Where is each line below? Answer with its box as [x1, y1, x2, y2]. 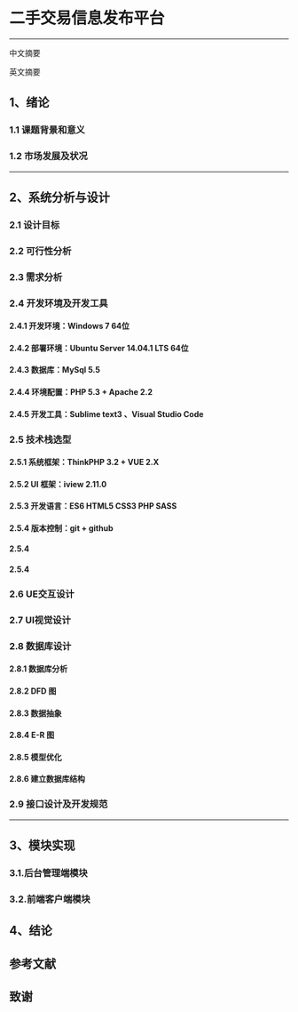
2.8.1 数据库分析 [9, 663, 68, 674]
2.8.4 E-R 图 [9, 730, 55, 741]
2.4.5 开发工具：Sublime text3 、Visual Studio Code [9, 408, 204, 419]
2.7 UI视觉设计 [9, 614, 71, 626]
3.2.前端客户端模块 [9, 893, 90, 905]
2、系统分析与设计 [9, 189, 111, 205]
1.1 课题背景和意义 [9, 124, 86, 136]
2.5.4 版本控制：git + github [9, 522, 114, 534]
